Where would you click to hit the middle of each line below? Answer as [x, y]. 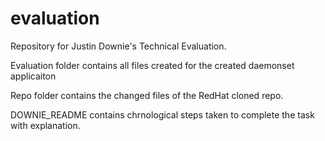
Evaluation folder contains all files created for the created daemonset [152, 65]
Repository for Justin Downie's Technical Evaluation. [118, 46]
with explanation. [45, 125]
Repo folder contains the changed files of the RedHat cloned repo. [147, 95]
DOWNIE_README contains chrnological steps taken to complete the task [162, 114]
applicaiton [33, 76]
